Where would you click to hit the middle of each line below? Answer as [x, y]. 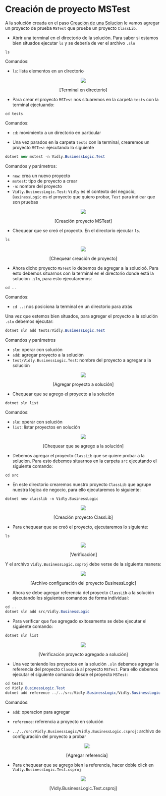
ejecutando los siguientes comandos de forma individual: [71, 598]
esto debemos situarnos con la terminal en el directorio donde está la [83, 273]
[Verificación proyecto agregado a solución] [83, 654]
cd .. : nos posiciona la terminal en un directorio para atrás [72, 306]
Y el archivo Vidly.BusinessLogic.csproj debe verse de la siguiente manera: [83, 564]
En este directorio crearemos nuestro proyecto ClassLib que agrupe [82, 485]
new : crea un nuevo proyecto [41, 176]
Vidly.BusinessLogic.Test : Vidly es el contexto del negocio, [74, 191]
